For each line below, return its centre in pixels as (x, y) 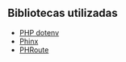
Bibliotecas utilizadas (63, 13)
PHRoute (34, 50)
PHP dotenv (39, 32)
